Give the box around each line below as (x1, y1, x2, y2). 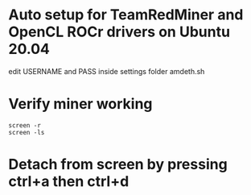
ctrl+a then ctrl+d (8, 172, 130, 191)
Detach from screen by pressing (8, 156, 228, 174)
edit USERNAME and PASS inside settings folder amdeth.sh (8, 66, 205, 76)
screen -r (8, 121, 42, 130)
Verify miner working (8, 95, 153, 114)
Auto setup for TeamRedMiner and (8, 6, 244, 24)
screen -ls (8, 128, 45, 136)
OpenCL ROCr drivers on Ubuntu (8, 23, 231, 41)
